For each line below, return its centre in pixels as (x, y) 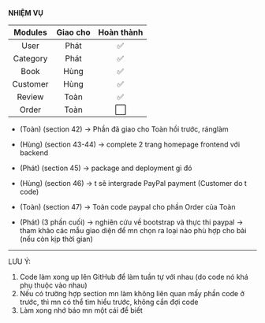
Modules (30, 32)
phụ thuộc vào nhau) (54, 285)
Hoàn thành (121, 32)
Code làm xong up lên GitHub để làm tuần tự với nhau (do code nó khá (134, 277)
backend (34, 153)
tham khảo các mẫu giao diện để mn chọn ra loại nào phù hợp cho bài (133, 230)
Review (30, 97)
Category (30, 58)
